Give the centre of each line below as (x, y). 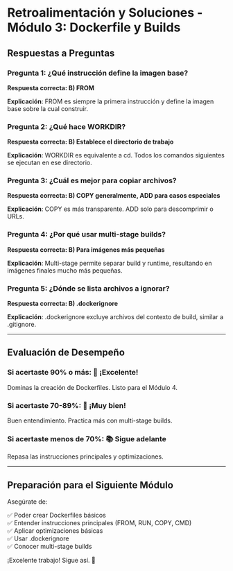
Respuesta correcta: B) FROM (51, 87)
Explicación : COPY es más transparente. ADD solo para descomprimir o (110, 209)
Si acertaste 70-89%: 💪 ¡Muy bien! (67, 405)
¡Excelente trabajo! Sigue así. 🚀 (51, 561)
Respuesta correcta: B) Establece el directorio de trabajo (90, 142)
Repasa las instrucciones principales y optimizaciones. (86, 457)
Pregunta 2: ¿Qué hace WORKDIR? (67, 126)
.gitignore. (22, 325)
